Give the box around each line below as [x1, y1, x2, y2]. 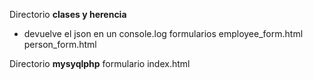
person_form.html [23, 39, 97, 50]
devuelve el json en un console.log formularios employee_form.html [23, 28, 304, 39]
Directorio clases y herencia [9, 9, 127, 20]
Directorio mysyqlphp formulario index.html [9, 58, 191, 69]
